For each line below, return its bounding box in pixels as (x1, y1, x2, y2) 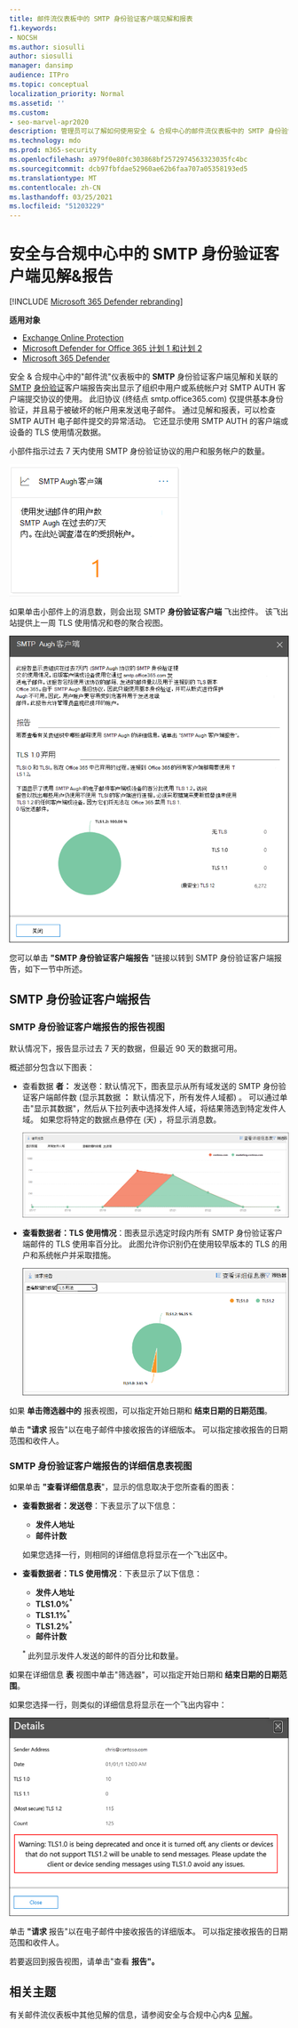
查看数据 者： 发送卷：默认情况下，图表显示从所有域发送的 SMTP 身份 (21, 1080, 279, 1091)
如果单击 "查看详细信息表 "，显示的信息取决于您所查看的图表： (9, 1481, 238, 1493)
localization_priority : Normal (9, 89, 125, 98)
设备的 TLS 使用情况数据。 (9, 427, 106, 437)
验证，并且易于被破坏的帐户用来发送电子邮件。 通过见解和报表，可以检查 (9, 405, 276, 415)
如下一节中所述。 (24, 963, 87, 974)
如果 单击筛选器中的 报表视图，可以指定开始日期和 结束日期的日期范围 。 (9, 1406, 272, 1416)
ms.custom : (9, 108, 50, 117)
